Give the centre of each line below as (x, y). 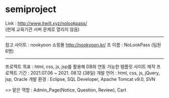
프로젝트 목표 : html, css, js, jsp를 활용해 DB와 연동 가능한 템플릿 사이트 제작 (80, 66)
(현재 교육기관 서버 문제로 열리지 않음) (42, 29)
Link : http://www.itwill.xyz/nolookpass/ (46, 23)
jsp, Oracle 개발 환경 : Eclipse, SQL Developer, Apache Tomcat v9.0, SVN (80, 79)
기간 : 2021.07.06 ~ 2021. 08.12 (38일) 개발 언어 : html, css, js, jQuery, (89, 73)
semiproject (31, 9)
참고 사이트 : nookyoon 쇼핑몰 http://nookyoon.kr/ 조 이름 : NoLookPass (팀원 (83, 44)
